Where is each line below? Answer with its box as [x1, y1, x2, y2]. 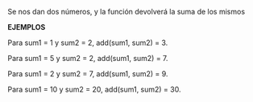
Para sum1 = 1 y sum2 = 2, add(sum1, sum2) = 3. [7, 38, 168, 47]
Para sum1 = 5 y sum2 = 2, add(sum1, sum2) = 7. [7, 54, 168, 63]
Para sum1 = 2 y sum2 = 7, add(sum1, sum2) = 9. [7, 69, 168, 79]
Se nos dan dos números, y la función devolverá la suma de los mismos [7, 7, 246, 16]
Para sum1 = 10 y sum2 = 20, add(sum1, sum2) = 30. [7, 84, 181, 94]
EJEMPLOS [7, 22, 46, 31]
